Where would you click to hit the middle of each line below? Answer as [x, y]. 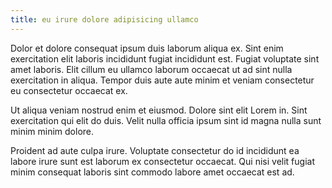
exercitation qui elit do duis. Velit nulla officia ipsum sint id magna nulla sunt [166, 120]
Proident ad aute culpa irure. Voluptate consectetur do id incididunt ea [155, 150]
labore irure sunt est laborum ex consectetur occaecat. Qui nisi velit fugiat [162, 161]
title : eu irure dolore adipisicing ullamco [104, 19]
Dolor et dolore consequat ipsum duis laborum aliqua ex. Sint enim [147, 48]
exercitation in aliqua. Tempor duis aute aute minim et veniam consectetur [162, 80]
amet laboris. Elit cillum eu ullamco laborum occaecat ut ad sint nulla [151, 69]
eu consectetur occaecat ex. [69, 90]
